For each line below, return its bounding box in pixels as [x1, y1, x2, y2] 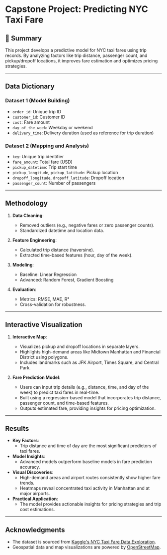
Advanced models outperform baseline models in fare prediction [19, 459, 153, 465]
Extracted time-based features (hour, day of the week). [19, 252, 133, 258]
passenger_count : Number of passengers [12, 180, 96, 186]
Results [5, 424, 29, 433]
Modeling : [12, 262, 34, 268]
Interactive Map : [12, 333, 47, 340]
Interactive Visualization [5, 320, 83, 329]
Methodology [5, 199, 48, 208]
